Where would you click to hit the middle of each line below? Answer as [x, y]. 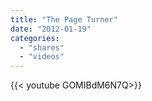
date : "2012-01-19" [51, 29]
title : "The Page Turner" [64, 19]
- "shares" [42, 47]
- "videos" [42, 57]
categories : [35, 38]
